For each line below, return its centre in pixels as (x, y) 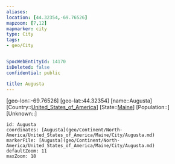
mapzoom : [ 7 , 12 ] (27, 23)
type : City (20, 34)
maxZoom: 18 (21, 156)
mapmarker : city (27, 29)
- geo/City (20, 46)
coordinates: (23, 130)
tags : (13, 40)
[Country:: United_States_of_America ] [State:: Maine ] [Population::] (88, 107)
